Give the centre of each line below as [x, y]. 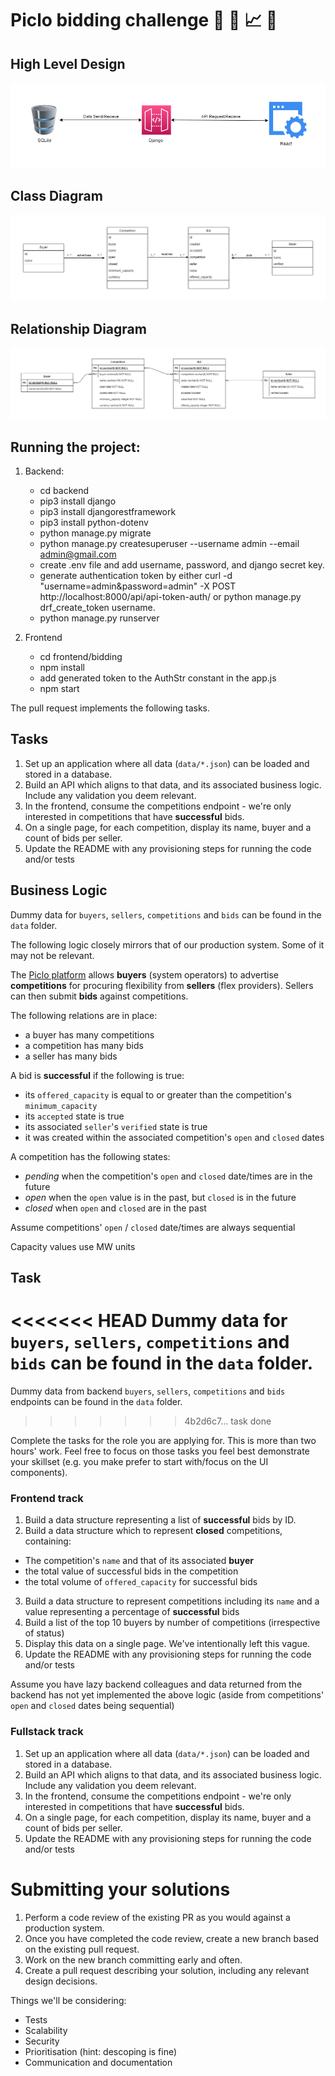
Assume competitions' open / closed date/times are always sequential [153, 1227]
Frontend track [47, 1498]
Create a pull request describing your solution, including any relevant [167, 1970]
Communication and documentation [98, 2062]
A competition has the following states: [90, 1156]
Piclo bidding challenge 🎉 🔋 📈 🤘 [144, 20]
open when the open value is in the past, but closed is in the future [160, 1197]
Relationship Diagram [78, 329]
